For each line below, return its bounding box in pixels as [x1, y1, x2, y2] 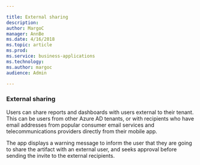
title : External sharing [6, 14, 68, 20]
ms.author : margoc [6, 64, 52, 70]
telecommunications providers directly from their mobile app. [6, 127, 157, 135]
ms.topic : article [6, 42, 52, 48]
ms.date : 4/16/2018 [6, 37, 55, 43]
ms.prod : [6, 47, 28, 54]
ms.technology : [6, 58, 44, 65]
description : [6, 19, 39, 26]
